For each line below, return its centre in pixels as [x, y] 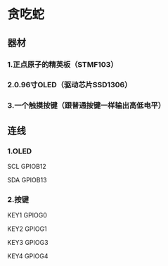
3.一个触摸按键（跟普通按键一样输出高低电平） [86, 106]
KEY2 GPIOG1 [27, 229]
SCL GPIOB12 [27, 167]
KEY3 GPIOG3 [28, 243]
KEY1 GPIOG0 [27, 215]
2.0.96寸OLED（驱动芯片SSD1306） [70, 85]
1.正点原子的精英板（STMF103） [63, 64]
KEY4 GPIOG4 [28, 256]
